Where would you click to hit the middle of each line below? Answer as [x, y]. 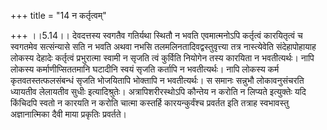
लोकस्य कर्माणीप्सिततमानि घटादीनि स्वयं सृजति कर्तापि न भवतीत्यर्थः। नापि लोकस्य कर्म [145, 69]
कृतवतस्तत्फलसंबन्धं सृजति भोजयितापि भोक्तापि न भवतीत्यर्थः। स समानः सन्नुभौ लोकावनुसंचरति [157, 80]
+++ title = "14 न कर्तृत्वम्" [58, 15]
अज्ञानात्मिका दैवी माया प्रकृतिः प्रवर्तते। [69, 114]
